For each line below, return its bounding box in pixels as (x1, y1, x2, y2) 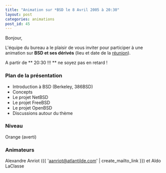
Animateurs (5, 146, 34, 153)
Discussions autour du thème (12, 110, 73, 116)
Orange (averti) (5, 133, 36, 140)
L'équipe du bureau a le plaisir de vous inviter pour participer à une (5, 44, 143, 50)
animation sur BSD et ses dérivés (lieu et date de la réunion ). (5, 50, 131, 56)
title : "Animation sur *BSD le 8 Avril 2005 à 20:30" (5, 7, 120, 12)
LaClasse (5, 163, 24, 169)
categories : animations (5, 16, 55, 21)
